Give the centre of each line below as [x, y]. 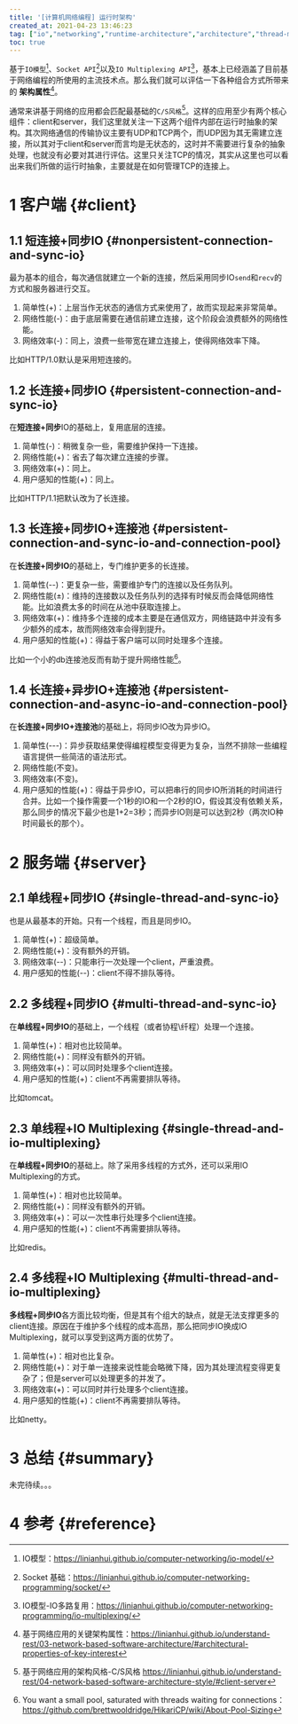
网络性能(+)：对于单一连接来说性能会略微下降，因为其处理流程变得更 [148, 1366]
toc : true [27, 42]
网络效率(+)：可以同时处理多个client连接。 [100, 1068]
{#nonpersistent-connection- [190, 240]
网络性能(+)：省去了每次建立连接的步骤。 [98, 457]
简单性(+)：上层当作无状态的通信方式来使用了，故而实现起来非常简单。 [152, 308]
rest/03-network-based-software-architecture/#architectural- [135, 1643]
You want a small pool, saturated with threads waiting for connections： [153, 1699]
